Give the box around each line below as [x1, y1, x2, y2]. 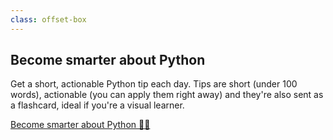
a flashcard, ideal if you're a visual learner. [10, 99, 185, 111]
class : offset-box [10, 14, 87, 25]
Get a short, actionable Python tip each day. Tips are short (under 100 [10, 78, 298, 90]
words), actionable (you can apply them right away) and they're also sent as [10, 89, 324, 101]
